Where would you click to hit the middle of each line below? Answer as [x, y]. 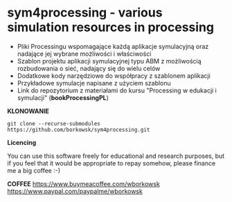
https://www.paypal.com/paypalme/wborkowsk [75, 191]
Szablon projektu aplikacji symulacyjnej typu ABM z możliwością [109, 61]
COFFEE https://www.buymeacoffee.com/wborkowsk [84, 183]
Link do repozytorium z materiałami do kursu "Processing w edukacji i [117, 90]
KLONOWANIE [28, 111]
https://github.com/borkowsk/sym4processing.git [79, 130]
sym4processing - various [85, 13]
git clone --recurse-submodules [54, 123]
